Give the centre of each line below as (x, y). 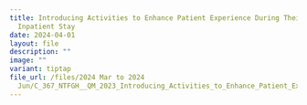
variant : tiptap (40, 69)
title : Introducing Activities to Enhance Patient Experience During (145, 18)
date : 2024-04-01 (42, 35)
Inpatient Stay (47, 26)
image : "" (28, 60)
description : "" (40, 52)
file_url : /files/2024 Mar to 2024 (77, 78)
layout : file (34, 43)
